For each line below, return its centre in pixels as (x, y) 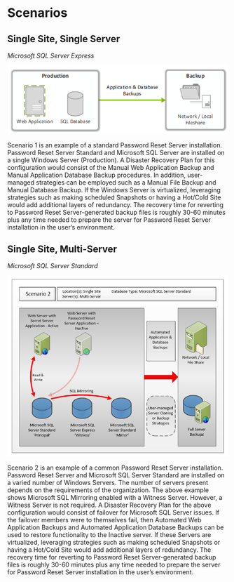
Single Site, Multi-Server (62, 250)
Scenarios (37, 13)
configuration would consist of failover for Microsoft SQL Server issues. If (113, 512)
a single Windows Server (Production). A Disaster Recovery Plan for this (111, 160)
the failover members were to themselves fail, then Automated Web (104, 520)
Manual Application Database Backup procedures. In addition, (97, 175)
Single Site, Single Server (64, 39)
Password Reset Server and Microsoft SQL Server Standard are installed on (116, 475)
